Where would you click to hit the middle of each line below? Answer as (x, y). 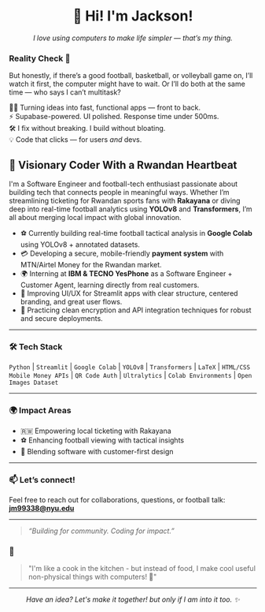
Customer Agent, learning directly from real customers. (110, 285)
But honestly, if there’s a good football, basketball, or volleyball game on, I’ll (131, 76)
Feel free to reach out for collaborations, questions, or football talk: (117, 499)
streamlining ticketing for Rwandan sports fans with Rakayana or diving (125, 201)
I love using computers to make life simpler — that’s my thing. (133, 38)
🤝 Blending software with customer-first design (97, 451)
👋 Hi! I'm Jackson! (133, 16)
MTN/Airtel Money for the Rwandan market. (91, 265)
